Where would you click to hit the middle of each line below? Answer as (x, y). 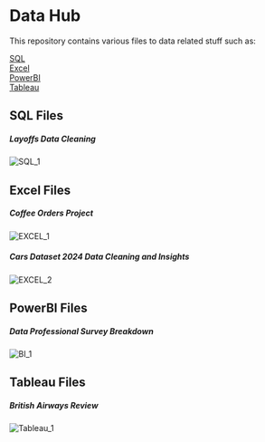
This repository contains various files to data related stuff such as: (132, 41)
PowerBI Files (48, 308)
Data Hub (45, 16)
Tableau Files (47, 383)
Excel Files (40, 190)
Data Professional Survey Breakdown (81, 331)
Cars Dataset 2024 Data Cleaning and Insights (99, 257)
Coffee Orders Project (51, 213)
